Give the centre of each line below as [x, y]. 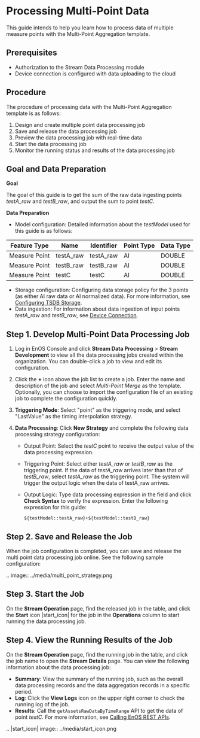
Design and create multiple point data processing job [80, 124]
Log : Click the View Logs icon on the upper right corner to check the [100, 698]
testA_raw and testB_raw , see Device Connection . [76, 315]
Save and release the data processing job [66, 131]
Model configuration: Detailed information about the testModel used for [102, 224]
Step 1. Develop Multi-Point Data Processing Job [98, 334]
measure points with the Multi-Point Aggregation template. [78, 34]
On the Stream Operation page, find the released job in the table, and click [98, 608]
